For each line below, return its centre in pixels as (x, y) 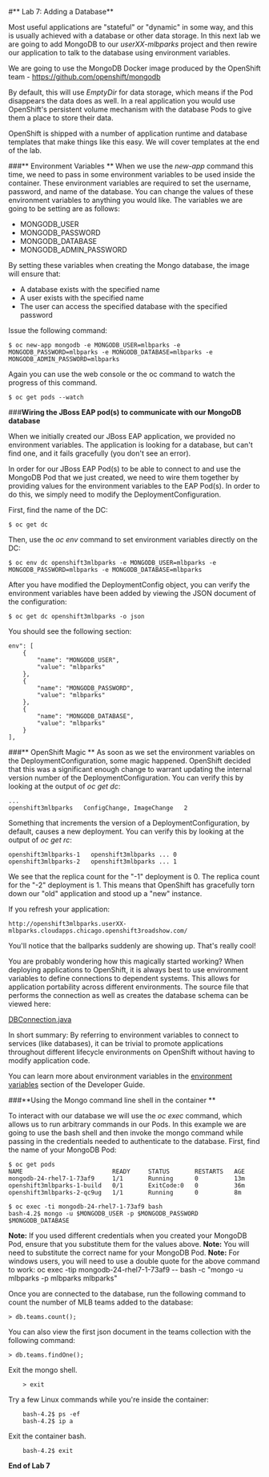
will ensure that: (35, 274)
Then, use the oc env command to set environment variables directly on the (133, 540)
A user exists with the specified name (82, 298)
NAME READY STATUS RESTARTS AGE (127, 1171)
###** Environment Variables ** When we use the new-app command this (131, 166)
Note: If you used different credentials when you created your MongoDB (128, 1236)
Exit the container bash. (47, 1436)
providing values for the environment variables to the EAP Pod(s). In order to (134, 486)
